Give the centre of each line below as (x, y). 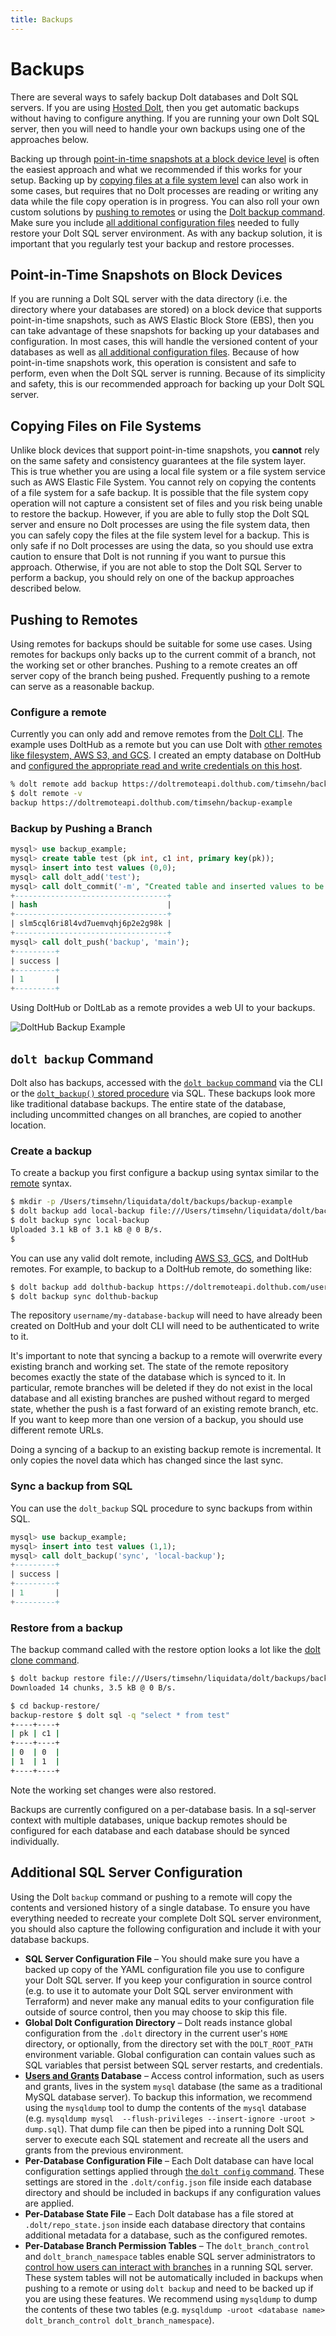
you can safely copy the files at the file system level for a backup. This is (160, 535)
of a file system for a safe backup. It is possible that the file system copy (159, 493)
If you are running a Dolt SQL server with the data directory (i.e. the (149, 299)
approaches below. (49, 139)
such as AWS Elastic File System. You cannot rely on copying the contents (163, 482)
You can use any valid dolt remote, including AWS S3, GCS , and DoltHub (159, 1258)
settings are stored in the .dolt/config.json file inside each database (168, 2182)
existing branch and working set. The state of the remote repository (149, 1367)
